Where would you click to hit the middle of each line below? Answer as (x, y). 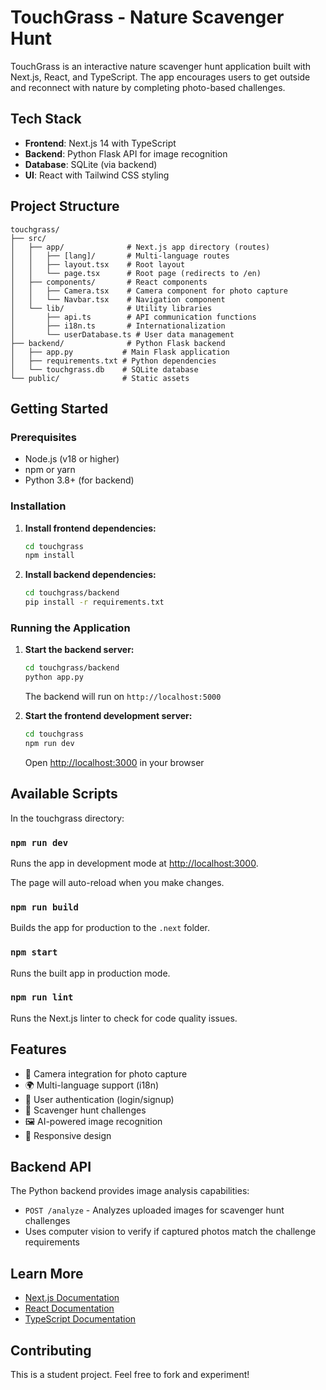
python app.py (54, 677)
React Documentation (69, 1308)
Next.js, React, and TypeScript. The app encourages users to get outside (160, 77)
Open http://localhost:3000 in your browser (114, 762)
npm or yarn (50, 470)
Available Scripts (64, 794)
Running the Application (70, 628)
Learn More (47, 1273)
